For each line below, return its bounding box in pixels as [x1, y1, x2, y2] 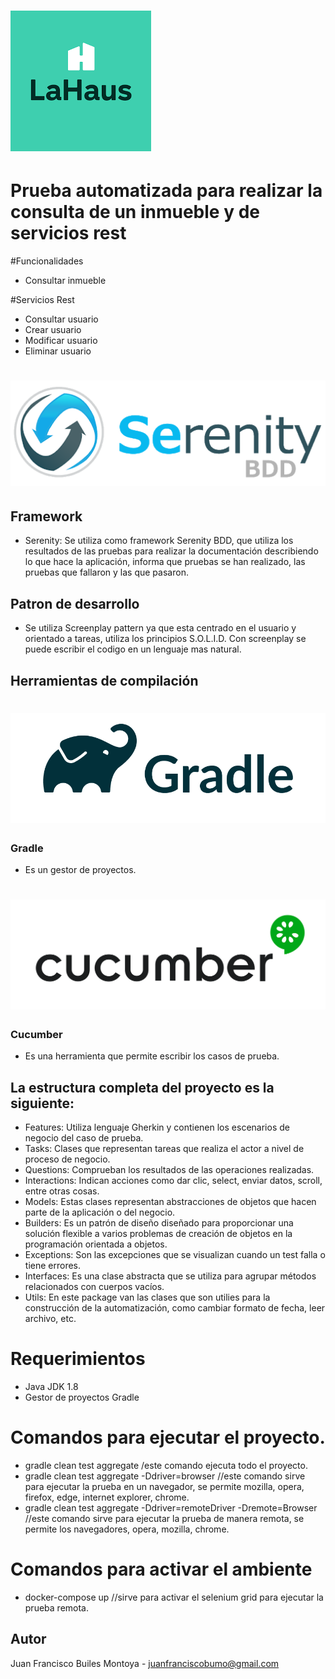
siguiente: [10, 1095, 75, 1112]
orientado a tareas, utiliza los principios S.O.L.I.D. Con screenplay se [24, 633, 307, 645]
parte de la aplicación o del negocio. [24, 1206, 176, 1219]
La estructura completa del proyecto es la [10, 1079, 275, 1096]
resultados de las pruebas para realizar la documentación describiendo [24, 545, 319, 557]
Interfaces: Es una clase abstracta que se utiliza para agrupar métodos [24, 1270, 317, 1282]
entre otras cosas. [24, 1185, 100, 1197]
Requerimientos [10, 1348, 146, 1370]
